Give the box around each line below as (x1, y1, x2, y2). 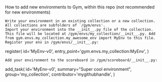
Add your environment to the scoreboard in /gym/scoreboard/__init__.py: (5, 58, 158, 63)
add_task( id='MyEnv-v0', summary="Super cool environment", (5, 66, 132, 72)
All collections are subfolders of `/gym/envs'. (5, 23, 106, 28)
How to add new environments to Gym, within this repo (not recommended (5, 4, 155, 10)
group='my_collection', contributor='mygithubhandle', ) (5, 71, 115, 77)
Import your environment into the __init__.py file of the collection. (5, 27, 153, 32)
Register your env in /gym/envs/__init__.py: (5, 40, 99, 45)
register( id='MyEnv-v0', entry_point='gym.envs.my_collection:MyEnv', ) (5, 49, 149, 54)
